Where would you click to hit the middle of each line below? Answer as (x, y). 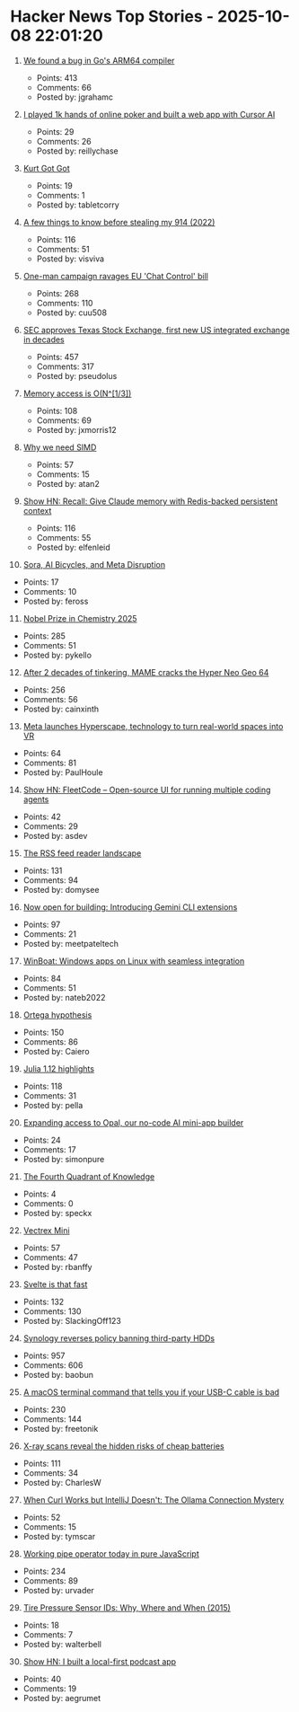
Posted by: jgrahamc (75, 97)
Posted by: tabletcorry (78, 205)
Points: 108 (57, 410)
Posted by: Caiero (56, 1051)
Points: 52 (42, 1517)
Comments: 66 (64, 87)
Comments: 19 (50, 1688)
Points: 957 (44, 1355)
